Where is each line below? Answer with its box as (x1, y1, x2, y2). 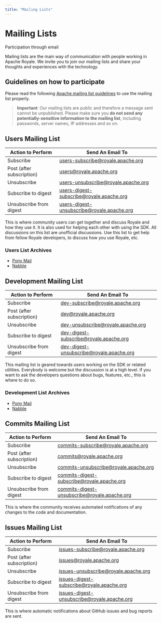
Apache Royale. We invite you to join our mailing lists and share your (5, 59, 141, 64)
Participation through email (5, 44, 59, 50)
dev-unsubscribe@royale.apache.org (60, 321, 146, 328)
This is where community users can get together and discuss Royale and (5, 219, 149, 225)
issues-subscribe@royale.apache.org (58, 546, 145, 553)
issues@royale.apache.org (58, 557, 119, 564)
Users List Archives (5, 247, 52, 254)
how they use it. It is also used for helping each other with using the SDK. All (5, 224, 157, 230)
